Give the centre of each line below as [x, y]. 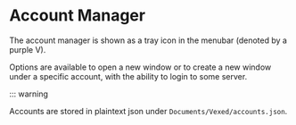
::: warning [29, 94]
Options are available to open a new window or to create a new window [140, 67]
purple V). [28, 49]
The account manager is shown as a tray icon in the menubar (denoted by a [148, 40]
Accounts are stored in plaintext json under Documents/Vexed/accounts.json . [148, 111]
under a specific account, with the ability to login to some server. [128, 76]
